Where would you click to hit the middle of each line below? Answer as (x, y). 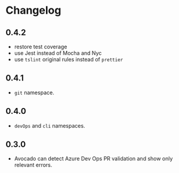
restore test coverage (41, 47)
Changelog (33, 10)
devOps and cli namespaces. (50, 125)
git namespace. (34, 92)
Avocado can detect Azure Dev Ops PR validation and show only (93, 159)
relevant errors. (33, 165)
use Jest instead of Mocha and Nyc (58, 53)
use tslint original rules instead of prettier (69, 59)
